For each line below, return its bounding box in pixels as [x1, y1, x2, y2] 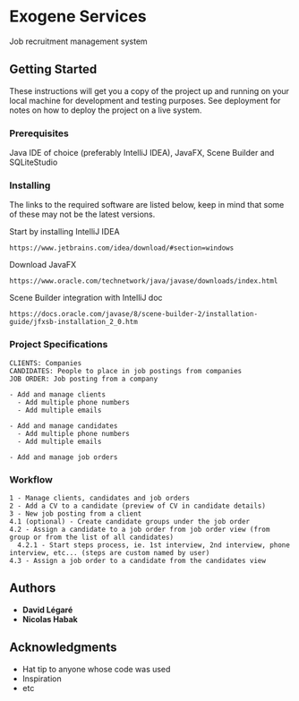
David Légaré [21, 604, 73, 615]
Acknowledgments [9, 640, 118, 655]
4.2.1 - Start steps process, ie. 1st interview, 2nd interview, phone [17, 540, 291, 550]
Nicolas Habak [21, 613, 78, 624]
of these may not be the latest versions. [9, 209, 156, 220]
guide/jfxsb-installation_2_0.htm [9, 318, 139, 327]
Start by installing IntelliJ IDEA [9, 227, 120, 237]
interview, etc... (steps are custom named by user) [9, 548, 210, 557]
